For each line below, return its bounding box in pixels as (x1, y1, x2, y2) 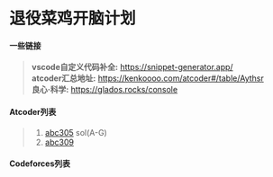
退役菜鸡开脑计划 (9, 8, 137, 29)
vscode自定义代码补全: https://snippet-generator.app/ (31, 62, 233, 73)
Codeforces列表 (9, 158, 70, 169)
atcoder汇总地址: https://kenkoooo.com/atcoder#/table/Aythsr (31, 73, 264, 84)
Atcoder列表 (9, 106, 57, 117)
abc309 (44, 137, 75, 147)
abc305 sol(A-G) (44, 127, 108, 137)
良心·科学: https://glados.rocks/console (31, 84, 178, 95)
